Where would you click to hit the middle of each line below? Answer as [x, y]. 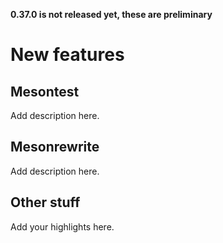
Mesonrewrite [55, 147]
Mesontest [45, 91]
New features [67, 55]
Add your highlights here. [62, 226]
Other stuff [45, 202]
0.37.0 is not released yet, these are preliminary [111, 14]
